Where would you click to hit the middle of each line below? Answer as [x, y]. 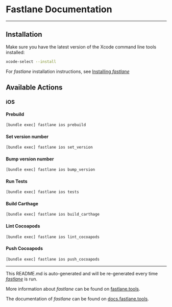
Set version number [27, 136]
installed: [15, 52]
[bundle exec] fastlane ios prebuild [46, 125]
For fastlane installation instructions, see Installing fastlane [68, 71]
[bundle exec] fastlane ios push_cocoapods [53, 259]
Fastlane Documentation [59, 9]
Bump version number [30, 159]
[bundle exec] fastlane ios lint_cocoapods [53, 237]
